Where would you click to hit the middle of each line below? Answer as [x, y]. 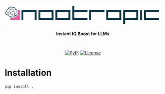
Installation [28, 73]
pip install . [19, 87]
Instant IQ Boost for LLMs [83, 34]
